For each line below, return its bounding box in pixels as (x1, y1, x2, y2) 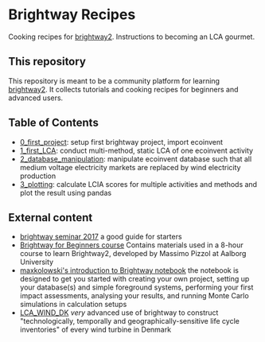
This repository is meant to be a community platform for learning (8, 76, 220, 85)
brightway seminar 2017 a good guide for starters (19, 232, 182, 242)
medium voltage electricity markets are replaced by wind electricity (19, 162, 241, 172)
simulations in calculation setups (19, 300, 127, 309)
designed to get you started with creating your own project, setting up (19, 274, 250, 284)
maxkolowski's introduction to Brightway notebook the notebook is (19, 266, 239, 275)
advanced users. (8, 93, 64, 103)
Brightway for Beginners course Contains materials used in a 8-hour (19, 240, 244, 250)
